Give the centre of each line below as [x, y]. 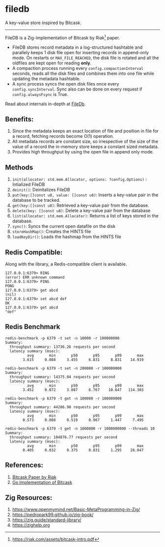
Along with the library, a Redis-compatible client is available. [66, 264]
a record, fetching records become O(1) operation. [63, 136]
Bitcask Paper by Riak [34, 477]
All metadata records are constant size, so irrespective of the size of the [85, 142]
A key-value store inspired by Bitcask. [43, 23]
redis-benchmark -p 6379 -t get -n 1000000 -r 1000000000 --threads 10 [80, 428]
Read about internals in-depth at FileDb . [45, 104]
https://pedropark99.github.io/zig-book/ [53, 515]
